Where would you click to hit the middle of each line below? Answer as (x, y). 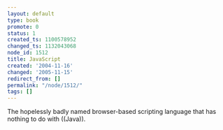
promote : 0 (23, 27)
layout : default (31, 14)
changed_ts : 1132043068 (42, 46)
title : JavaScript (34, 59)
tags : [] (20, 92)
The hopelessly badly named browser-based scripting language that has (112, 112)
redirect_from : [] (34, 79)
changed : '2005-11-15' (40, 72)
